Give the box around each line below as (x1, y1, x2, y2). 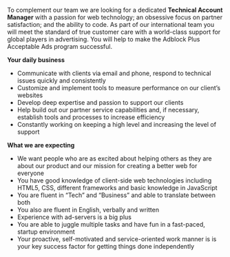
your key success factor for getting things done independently (17, 243, 195, 250)
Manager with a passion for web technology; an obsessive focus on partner (7, 13, 222, 21)
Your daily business (7, 56, 65, 64)
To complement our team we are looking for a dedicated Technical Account (7, 6, 223, 14)
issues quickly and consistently (17, 76, 107, 85)
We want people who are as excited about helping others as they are (17, 154, 212, 163)
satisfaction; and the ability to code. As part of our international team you (7, 21, 215, 28)
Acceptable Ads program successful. (7, 43, 112, 50)
